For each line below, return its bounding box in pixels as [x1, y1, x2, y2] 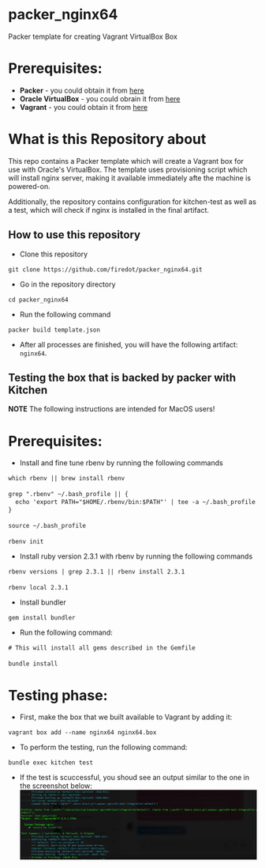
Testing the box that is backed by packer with [8, 371, 237, 385]
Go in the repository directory [19, 279, 116, 289]
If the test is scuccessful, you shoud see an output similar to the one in [19, 773, 250, 783]
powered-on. [8, 181, 50, 191]
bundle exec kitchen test [8, 759, 93, 767]
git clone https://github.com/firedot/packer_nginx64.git [8, 265, 203, 274]
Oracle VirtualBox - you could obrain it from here [19, 93, 181, 104]
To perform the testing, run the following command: [19, 742, 188, 752]
